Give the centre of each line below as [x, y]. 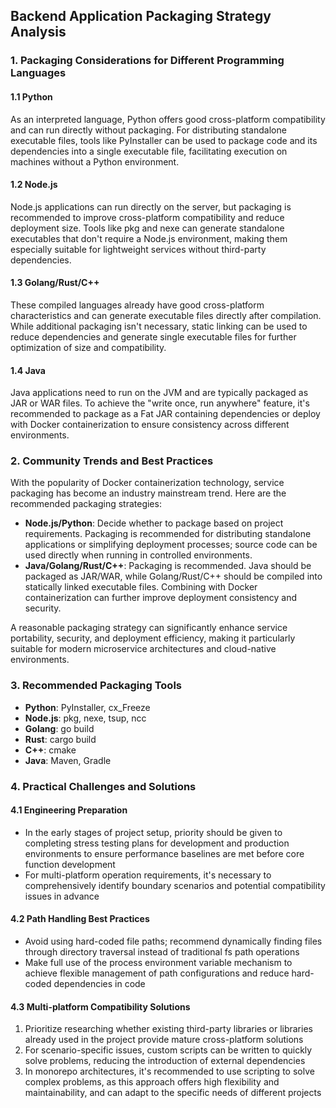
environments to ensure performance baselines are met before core [164, 853]
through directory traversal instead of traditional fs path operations [162, 952]
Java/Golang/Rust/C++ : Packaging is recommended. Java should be [168, 566]
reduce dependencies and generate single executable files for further [153, 336]
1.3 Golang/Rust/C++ [55, 283]
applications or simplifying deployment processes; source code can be [171, 545]
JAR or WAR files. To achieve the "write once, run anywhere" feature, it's [160, 403]
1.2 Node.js [34, 185]
